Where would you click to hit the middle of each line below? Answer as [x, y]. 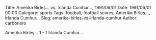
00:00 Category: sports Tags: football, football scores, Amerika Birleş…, [78, 13]
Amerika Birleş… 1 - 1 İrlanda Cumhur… [44, 32]
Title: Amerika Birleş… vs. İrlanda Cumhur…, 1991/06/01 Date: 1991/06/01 [78, 8]
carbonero [16, 23]
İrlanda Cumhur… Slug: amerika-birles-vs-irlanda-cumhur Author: [71, 18]
